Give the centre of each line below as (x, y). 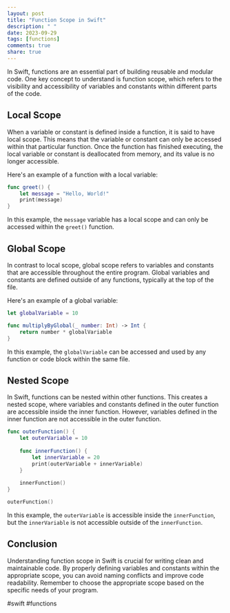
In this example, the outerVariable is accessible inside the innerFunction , (111, 515)
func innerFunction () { (54, 451)
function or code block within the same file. (69, 359)
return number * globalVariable (66, 332)
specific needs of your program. (53, 590)
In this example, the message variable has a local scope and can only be (108, 220)
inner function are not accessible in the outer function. (84, 419)
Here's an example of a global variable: (63, 300)
